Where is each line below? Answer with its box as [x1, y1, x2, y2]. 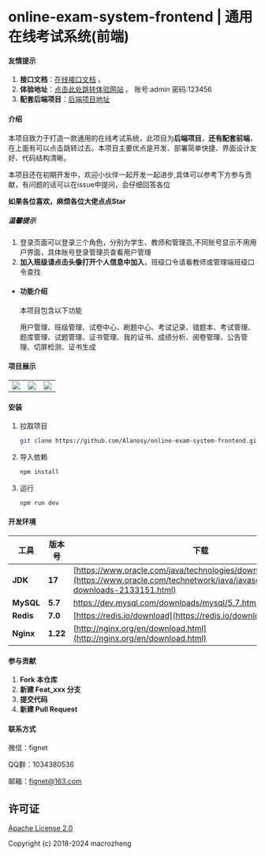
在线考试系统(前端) [8, 28, 130, 46]
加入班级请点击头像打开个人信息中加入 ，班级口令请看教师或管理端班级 [19, 257, 248, 266]
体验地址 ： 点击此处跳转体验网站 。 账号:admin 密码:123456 [19, 84, 212, 94]
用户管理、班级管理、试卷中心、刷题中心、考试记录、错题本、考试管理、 [19, 322, 255, 332]
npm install [19, 468, 59, 476]
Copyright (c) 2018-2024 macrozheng [8, 839, 132, 848]
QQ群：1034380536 [8, 760, 75, 769]
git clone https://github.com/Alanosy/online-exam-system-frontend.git [19, 437, 260, 445]
